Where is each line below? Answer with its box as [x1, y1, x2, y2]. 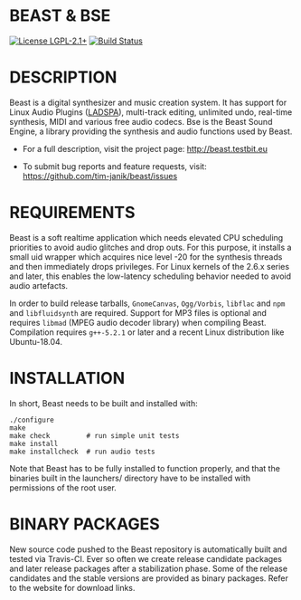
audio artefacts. [9, 280, 69, 290]
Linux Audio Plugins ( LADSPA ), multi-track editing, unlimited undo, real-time [9, 106, 293, 118]
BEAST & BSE [9, 5, 111, 26]
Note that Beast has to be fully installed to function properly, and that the [9, 462, 280, 473]
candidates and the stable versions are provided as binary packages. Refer [9, 572, 289, 584]
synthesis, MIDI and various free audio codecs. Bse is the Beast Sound [9, 116, 273, 127]
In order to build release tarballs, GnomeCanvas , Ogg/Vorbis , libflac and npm [9, 298, 286, 309]
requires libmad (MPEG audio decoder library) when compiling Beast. [9, 317, 267, 328]
